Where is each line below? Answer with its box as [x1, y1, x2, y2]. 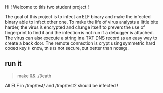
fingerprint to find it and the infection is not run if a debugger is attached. [5, 30, 154, 35]
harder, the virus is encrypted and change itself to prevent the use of [5, 24, 145, 30]
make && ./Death [17, 73, 52, 79]
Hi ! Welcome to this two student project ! [5, 4, 89, 10]
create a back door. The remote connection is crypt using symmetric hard [5, 40, 155, 46]
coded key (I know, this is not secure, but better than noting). [5, 46, 129, 51]
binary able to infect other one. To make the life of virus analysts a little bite [5, 19, 159, 25]
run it [5, 59, 22, 68]
